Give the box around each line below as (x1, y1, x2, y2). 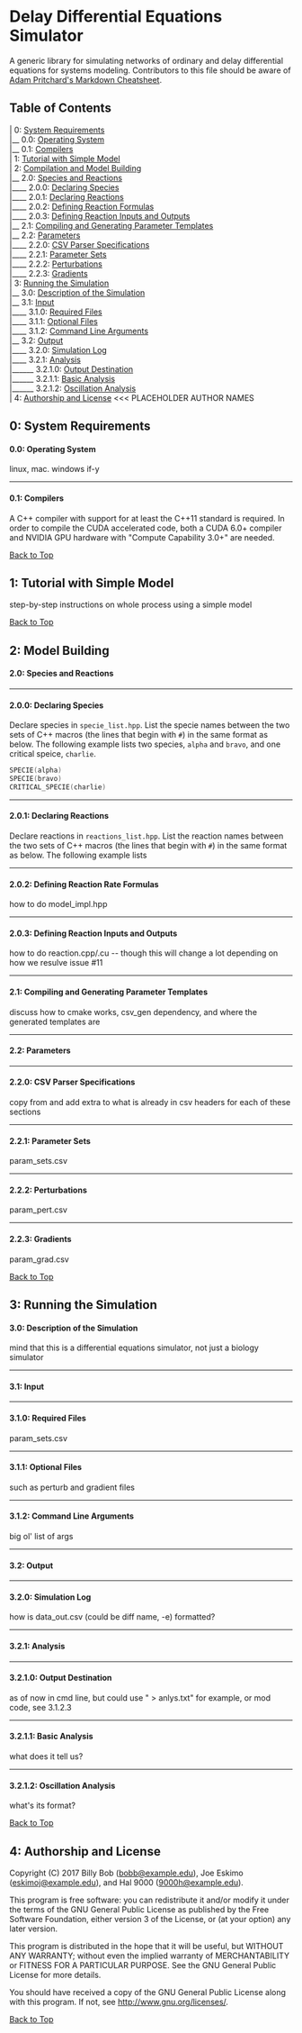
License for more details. (9, 1970, 102, 1981)
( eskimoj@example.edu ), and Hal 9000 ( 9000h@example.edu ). (9, 1877, 244, 1888)
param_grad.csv (9, 1254, 69, 1265)
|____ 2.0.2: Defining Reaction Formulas (9, 201, 155, 212)
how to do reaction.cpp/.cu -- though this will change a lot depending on (9, 948, 279, 958)
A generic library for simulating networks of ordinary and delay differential (9, 55, 284, 66)
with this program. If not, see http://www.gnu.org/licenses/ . (9, 1997, 229, 2008)
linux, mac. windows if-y (9, 464, 101, 475)
